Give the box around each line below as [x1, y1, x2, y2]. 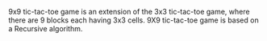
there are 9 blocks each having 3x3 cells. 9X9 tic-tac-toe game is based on [8, 15, 260, 25]
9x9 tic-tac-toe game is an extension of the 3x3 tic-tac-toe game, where [8, 7, 250, 16]
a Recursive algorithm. [8, 24, 83, 33]
